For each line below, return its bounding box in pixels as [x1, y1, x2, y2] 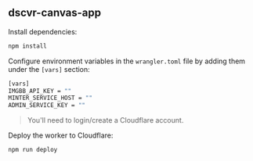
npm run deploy [8, 146, 58, 154]
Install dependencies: [8, 27, 78, 36]
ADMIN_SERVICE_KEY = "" [8, 102, 86, 109]
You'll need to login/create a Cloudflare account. [27, 116, 184, 125]
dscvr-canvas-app [8, 6, 102, 20]
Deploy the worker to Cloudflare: [8, 131, 114, 140]
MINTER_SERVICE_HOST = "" [8, 94, 92, 102]
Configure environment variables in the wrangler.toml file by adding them [8, 56, 245, 66]
